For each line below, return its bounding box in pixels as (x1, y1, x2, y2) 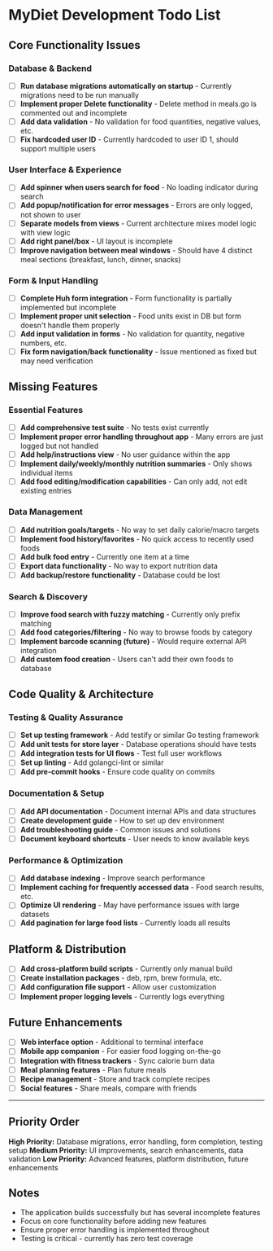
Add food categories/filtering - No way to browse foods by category (19, 627, 253, 637)
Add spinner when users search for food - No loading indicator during (19, 182, 258, 192)
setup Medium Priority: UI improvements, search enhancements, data (8, 1145, 244, 1155)
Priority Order (8, 1115, 80, 1129)
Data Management (8, 507, 84, 518)
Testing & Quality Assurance (8, 711, 123, 722)
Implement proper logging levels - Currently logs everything (19, 991, 225, 1001)
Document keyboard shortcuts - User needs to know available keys (19, 833, 249, 844)
